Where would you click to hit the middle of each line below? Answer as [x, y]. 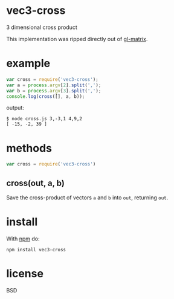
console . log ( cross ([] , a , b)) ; [46, 96]
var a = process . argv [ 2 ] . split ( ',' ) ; [54, 85]
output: [15, 108]
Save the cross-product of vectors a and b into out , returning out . [87, 198]
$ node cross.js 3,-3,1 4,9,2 [44, 119]
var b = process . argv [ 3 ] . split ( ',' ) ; [54, 91]
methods [29, 148]
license [25, 274]
